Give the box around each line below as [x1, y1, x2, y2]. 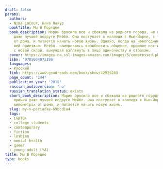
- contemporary [9, 125, 40, 130]
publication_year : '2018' [9, 79, 62, 84]
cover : [9, 52, 23, 57]
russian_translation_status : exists [9, 89, 83, 94]
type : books [5, 156, 29, 161]
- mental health [9, 138, 42, 144]
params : [5, 12, 21, 17]
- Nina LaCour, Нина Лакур [9, 20, 64, 26]
